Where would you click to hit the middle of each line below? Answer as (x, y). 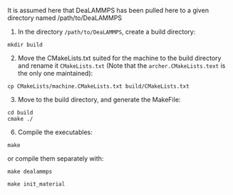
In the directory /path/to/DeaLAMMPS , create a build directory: (107, 32)
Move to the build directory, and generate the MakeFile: (99, 100)
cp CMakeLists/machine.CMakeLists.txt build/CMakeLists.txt (99, 86)
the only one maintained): (55, 73)
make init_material (36, 184)
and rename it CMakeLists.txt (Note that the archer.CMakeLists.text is (121, 66)
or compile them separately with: (56, 159)
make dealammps (30, 171)
